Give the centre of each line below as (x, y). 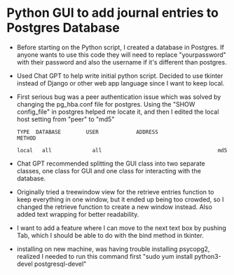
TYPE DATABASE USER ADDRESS (87, 132)
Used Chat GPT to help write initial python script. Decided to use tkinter (120, 76)
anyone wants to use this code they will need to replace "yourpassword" (122, 55)
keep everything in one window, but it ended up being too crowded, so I (120, 199)
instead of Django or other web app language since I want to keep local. (121, 83)
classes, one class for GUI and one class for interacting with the (109, 170)
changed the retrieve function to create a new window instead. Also (115, 207)
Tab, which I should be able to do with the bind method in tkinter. (110, 235)
